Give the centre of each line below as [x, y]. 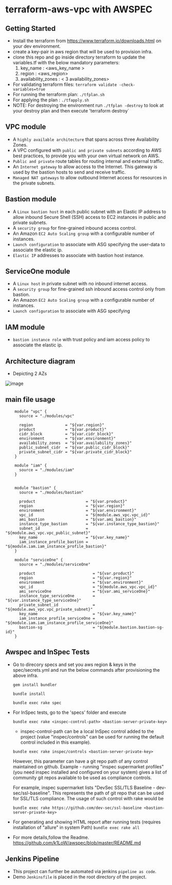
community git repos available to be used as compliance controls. [82, 778]
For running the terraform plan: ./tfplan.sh [59, 94]
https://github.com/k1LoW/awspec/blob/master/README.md [77, 843]
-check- [127, 85]
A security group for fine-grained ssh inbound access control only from [89, 289]
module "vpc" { [31, 411]
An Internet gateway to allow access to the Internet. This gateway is [85, 167]
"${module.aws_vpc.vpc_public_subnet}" [48, 533]
